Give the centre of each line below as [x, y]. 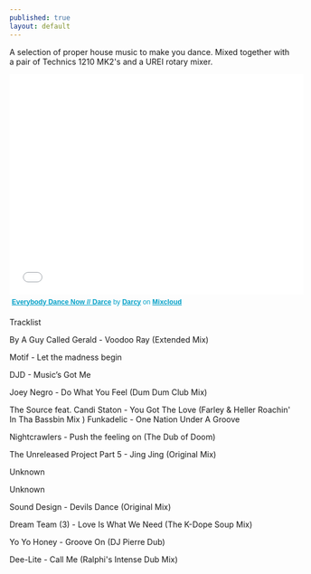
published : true [40, 18]
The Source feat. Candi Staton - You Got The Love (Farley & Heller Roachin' [150, 409]
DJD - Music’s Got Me [50, 374]
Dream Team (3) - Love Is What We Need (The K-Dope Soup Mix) [131, 524]
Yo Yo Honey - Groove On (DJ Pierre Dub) [87, 541]
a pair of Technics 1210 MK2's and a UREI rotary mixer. [111, 61]
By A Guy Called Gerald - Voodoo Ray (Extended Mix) [109, 339]
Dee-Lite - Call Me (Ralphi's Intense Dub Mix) [94, 559]
